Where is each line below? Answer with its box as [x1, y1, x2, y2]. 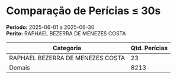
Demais [9, 63, 31, 71]
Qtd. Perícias [130, 44, 168, 52]
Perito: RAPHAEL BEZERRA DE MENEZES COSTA [6, 29, 126, 37]
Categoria [53, 44, 82, 52]
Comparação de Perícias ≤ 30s [6, 4, 161, 18]
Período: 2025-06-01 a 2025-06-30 [6, 24, 95, 31]
